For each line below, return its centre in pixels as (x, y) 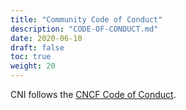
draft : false (37, 47)
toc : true (31, 57)
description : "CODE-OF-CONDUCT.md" (84, 29)
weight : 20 (33, 66)
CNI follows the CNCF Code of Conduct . (93, 94)
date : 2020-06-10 (46, 38)
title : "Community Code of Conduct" (86, 19)
